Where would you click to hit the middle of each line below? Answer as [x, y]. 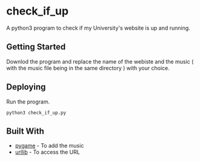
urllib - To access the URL [47, 152]
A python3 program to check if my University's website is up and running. [98, 28]
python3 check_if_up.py [36, 113]
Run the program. [28, 102]
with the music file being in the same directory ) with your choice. [88, 68]
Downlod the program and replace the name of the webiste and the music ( [100, 61]
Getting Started [36, 47]
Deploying [26, 87]
